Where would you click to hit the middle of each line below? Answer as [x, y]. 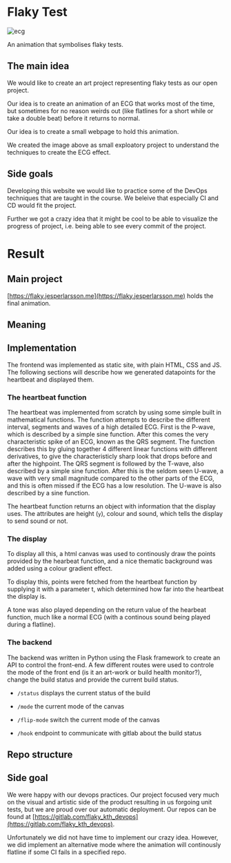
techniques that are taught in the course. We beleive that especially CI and [113, 198]
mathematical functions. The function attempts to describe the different [109, 420]
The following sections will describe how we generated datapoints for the [111, 372]
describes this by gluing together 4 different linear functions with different [112, 449]
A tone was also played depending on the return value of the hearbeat [107, 610]
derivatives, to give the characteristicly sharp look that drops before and [110, 457]
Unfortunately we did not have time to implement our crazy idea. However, [113, 837]
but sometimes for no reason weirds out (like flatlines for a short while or [110, 110]
